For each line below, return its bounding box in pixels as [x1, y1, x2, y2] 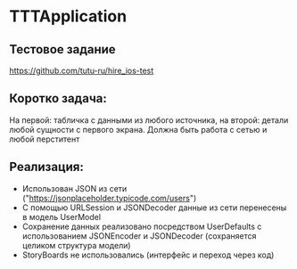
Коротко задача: [9, 91, 107, 106]
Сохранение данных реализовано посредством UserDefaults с [21, 221, 262, 232]
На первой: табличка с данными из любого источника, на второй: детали [9, 114, 289, 126]
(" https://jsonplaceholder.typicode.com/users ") [21, 192, 197, 203]
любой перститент [9, 134, 80, 144]
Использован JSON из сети [21, 183, 128, 193]
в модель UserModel [21, 211, 101, 222]
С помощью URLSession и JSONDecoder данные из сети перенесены [21, 202, 287, 213]
